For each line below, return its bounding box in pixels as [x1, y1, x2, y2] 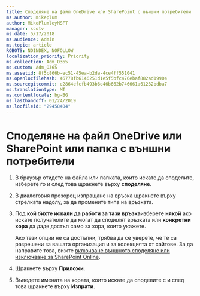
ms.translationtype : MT [6, 87, 66, 93]
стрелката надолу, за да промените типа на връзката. [14, 199, 154, 206]
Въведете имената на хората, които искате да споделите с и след [14, 276, 184, 284]
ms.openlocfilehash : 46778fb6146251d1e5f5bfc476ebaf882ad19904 [6, 75, 168, 81]
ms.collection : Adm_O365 [6, 59, 68, 65]
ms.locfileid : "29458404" [6, 103, 71, 109]
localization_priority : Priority [6, 53, 90, 59]
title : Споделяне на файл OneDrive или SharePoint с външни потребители [6, 8, 192, 15]
